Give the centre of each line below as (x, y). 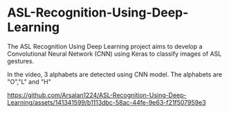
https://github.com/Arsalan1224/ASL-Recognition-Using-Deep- (97, 95)
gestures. (21, 61)
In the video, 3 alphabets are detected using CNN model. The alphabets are (115, 74)
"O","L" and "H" (29, 81)
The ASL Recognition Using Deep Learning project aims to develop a (105, 46)
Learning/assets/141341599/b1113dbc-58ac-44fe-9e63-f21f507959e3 (107, 102)
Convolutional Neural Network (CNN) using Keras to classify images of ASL (114, 54)
